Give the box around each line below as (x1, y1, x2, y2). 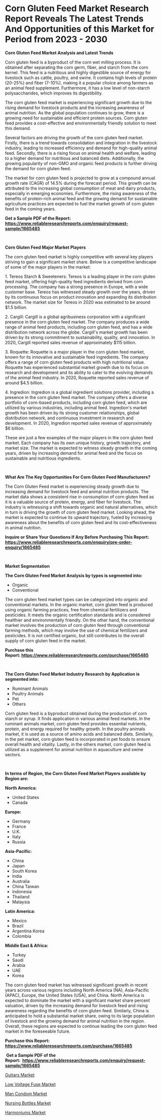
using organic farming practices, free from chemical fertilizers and (5, 607, 137, 612)
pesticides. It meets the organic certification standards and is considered (5, 612, 151, 618)
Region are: (5, 775, 29, 781)
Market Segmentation (5, 563, 50, 569)
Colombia (12, 933, 31, 939)
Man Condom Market (5, 1090, 47, 1096)
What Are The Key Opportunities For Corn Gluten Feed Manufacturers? (5, 474, 151, 480)
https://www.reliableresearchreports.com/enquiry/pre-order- (5, 539, 133, 545)
